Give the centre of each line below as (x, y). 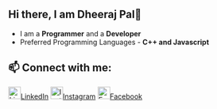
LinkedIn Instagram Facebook (82, 96)
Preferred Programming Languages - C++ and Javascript (114, 42)
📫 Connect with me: (60, 68)
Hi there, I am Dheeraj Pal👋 (75, 15)
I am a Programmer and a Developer (80, 33)
